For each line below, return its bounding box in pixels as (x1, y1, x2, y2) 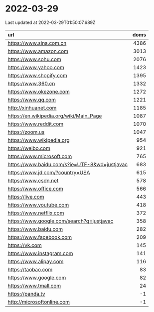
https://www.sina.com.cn (7, 39, 67, 46)
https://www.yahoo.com (7, 64, 65, 71)
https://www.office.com (7, 185, 63, 192)
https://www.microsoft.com (7, 153, 72, 160)
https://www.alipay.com (7, 258, 64, 265)
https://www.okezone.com (7, 88, 70, 95)
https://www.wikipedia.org (7, 136, 70, 143)
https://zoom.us (7, 128, 45, 135)
